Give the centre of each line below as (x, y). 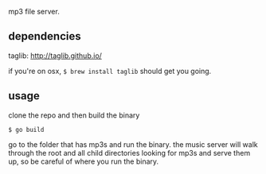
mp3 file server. (34, 12)
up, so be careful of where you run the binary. (84, 161)
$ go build (26, 130)
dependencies (45, 36)
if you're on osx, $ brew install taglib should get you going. (110, 71)
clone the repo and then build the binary (74, 115)
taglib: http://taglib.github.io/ (55, 56)
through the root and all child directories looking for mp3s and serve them (129, 153)
